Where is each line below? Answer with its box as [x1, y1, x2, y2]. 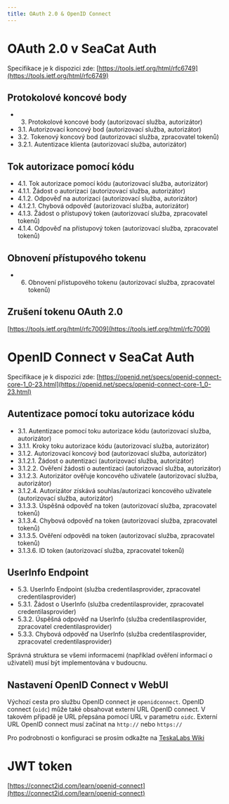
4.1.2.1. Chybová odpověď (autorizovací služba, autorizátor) [17, 202, 190, 210]
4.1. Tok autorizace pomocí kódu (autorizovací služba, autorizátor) [17, 179, 209, 188]
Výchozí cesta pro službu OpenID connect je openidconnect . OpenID [7, 698, 204, 706]
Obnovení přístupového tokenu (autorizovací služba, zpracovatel [27, 279, 216, 286]
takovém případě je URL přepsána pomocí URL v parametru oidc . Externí [7, 713, 218, 721]
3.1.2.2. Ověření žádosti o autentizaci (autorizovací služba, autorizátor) [17, 464, 221, 472]
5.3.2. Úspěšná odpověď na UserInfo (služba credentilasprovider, [17, 615, 207, 623]
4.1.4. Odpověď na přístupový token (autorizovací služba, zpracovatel [17, 224, 218, 233]
